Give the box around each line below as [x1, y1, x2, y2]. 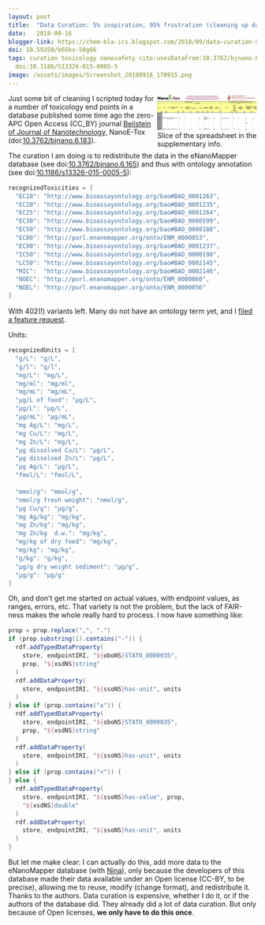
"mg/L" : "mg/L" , [15, 371, 69, 379]
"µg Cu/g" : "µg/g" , [15, 504, 80, 512]
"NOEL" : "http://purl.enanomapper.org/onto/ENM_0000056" [15, 284, 207, 292]
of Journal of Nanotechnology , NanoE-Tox [8, 127, 146, 137]
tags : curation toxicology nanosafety [8, 54, 136, 62]
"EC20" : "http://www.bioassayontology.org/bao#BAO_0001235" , [15, 200, 221, 208]
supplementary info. [157, 139, 223, 148]
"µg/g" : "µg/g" [15, 571, 65, 579]
